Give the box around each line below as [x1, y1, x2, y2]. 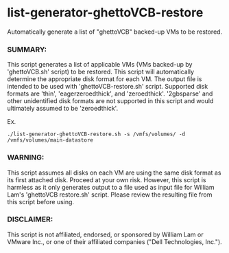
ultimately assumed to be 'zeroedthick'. [7, 104, 119, 113]
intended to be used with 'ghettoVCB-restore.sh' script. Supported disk [7, 82, 208, 91]
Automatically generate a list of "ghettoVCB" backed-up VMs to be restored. [7, 27, 223, 36]
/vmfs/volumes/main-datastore [7, 137, 94, 144]
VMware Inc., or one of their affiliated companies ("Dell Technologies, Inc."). [7, 237, 223, 245]
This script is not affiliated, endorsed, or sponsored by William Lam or [7, 230, 204, 239]
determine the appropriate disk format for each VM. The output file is [7, 75, 202, 83]
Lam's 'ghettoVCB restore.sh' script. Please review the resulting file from [7, 190, 213, 199]
